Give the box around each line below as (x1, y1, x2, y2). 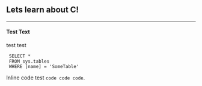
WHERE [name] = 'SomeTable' (8, 64, 79, 70)
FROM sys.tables (8, 59, 50, 64)
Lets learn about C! (6, 5, 79, 15)
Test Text (6, 28, 30, 35)
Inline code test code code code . (6, 74, 85, 81)
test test (6, 42, 27, 49)
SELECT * (8, 53, 31, 59)
